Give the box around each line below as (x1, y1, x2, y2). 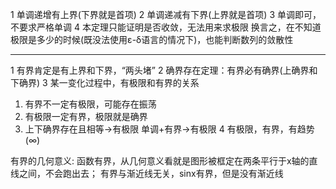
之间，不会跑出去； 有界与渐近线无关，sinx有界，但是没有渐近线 (18, 168, 284, 179)
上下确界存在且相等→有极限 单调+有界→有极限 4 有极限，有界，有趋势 (24, 123, 315, 135)
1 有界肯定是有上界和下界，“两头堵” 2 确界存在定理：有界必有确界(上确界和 (10, 64, 318, 76)
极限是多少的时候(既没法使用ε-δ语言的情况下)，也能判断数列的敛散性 (10, 34, 294, 45)
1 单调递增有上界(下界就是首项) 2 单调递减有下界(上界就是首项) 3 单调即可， (10, 9, 322, 20)
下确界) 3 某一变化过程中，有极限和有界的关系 (10, 77, 200, 88)
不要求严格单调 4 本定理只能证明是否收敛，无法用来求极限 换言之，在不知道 (10, 21, 322, 33)
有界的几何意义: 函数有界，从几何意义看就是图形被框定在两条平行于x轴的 (10, 155, 310, 167)
